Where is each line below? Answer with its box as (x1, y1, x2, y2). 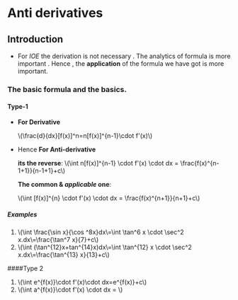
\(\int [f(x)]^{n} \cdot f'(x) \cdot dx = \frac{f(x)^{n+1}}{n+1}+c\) (17, 194, 200, 202)
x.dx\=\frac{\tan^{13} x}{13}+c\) (17, 250, 110, 259)
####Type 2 (7, 264, 44, 273)
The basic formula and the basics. (7, 84, 127, 94)
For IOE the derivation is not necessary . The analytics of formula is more (17, 52, 231, 60)
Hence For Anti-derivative (17, 145, 96, 154)
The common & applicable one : (17, 180, 112, 189)
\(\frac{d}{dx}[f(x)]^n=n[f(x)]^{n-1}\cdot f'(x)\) (17, 132, 153, 140)
